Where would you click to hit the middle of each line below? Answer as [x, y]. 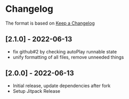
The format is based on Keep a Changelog [50, 23]
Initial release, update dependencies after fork [61, 86]
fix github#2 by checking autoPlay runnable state [65, 51]
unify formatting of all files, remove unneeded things [68, 57]
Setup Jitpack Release [36, 91]
